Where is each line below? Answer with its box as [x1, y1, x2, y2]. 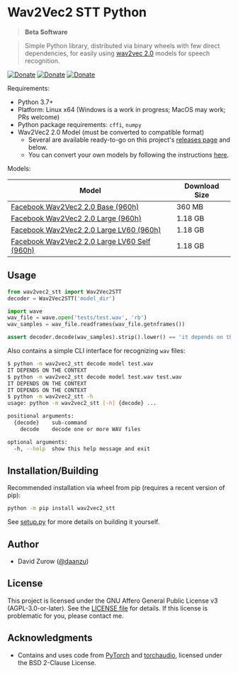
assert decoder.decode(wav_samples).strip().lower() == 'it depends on [7, 334, 223, 341]
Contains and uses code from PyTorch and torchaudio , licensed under [17, 650, 222, 660]
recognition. [24, 56, 60, 65]
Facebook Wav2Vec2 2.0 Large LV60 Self [11, 236, 151, 246]
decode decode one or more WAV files [20, 426, 141, 433]
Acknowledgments [7, 632, 93, 644]
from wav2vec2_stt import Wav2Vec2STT [7, 288, 122, 295]
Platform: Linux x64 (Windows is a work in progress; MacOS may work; [17, 105, 226, 113]
